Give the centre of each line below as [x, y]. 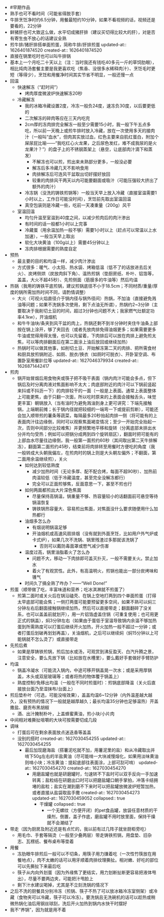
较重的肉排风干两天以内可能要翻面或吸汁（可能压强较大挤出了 [95, 180]
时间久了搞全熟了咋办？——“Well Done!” [66, 583]
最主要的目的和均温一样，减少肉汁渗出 [56, 261]
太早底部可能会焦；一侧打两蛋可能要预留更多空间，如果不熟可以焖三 [87, 602]
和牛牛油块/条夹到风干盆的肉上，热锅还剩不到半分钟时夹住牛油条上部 [87, 323]
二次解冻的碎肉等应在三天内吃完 [57, 118]
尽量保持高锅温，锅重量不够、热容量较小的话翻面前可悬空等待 [95, 496]
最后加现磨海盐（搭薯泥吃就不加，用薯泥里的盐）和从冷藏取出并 [90, 750]
